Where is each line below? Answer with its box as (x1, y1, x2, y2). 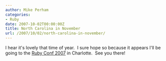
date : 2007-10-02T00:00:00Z (5, 21, 65, 27)
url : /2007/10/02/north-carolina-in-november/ (5, 31, 106, 36)
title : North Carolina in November (5, 26, 81, 31)
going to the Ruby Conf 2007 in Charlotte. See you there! (5, 50, 126, 56)
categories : (5, 12, 30, 17)
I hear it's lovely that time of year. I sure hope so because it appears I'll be (5, 45, 161, 50)
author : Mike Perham (5, 7, 49, 13)
